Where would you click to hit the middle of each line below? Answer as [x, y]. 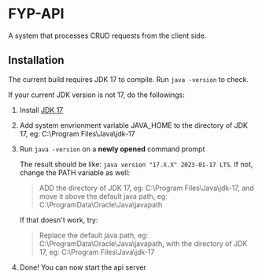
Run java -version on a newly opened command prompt [112, 149]
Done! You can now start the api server [83, 267]
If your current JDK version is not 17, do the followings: [96, 95]
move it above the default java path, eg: [103, 196]
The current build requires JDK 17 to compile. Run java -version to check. [129, 79]
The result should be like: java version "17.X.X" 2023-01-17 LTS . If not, [136, 164]
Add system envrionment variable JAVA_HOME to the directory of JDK [133, 125]
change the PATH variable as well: [75, 172]
